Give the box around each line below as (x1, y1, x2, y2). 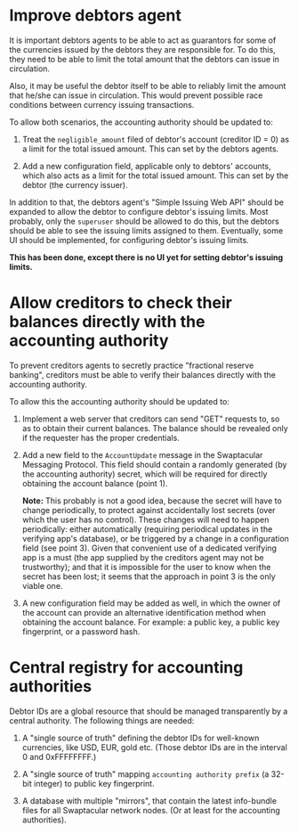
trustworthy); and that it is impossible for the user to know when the (21, 561, 271, 572)
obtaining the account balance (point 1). (21, 478, 168, 488)
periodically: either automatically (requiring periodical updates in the (21, 523, 273, 535)
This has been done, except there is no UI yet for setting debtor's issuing (9, 251, 284, 263)
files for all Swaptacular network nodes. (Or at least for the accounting (21, 804, 280, 815)
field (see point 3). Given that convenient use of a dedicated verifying (21, 543, 278, 553)
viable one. (21, 580, 63, 591)
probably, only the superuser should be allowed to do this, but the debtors (9, 216, 280, 226)
